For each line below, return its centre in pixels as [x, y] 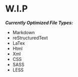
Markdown [24, 32]
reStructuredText [30, 38]
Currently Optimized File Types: [39, 23]
